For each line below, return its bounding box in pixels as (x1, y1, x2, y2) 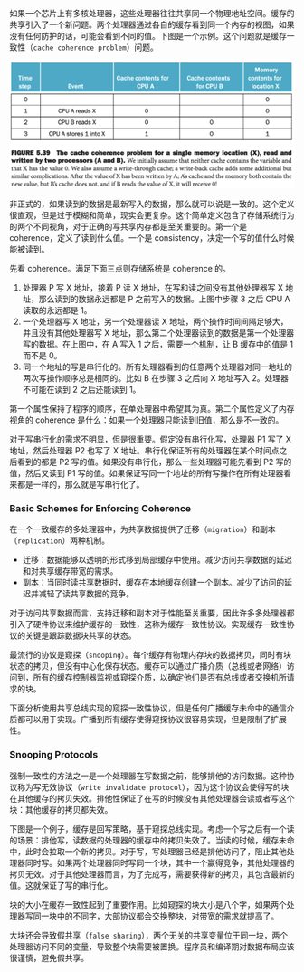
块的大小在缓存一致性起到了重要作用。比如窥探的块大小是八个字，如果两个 (9, 899, 287, 910)
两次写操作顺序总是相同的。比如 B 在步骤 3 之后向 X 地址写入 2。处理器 (22, 372, 290, 383)
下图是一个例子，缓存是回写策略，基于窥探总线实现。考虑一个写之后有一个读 (9, 823, 295, 834)
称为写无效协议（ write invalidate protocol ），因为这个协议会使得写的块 (16, 781, 290, 792)
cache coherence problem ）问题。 (33, 42, 158, 52)
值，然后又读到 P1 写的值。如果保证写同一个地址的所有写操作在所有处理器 (9, 467, 284, 478)
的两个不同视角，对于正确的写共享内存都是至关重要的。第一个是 (9, 221, 247, 232)
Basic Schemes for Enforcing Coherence (9, 501, 192, 514)
